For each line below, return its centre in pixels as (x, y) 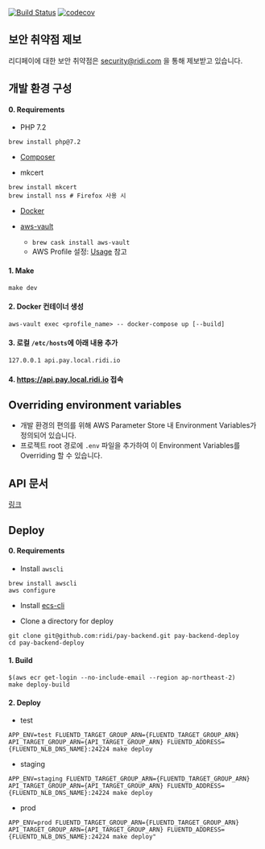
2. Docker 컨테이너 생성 (46, 307)
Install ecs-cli (42, 605)
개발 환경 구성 (40, 89)
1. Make (21, 271)
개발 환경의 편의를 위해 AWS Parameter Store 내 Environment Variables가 (138, 425)
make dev (23, 288)
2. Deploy (25, 702)
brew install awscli (43, 583)
